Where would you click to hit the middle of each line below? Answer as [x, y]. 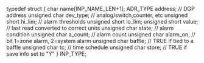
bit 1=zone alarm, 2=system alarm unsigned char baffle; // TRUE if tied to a [100, 41]
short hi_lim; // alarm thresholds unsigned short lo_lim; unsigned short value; [102, 22]
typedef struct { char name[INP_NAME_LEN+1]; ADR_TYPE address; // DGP [100, 9]
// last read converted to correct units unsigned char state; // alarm [90, 28]
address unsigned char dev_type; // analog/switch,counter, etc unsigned [97, 15]
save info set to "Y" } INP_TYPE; [46, 54]
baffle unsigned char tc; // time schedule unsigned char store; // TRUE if [97, 47]
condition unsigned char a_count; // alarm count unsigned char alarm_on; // [101, 35]
